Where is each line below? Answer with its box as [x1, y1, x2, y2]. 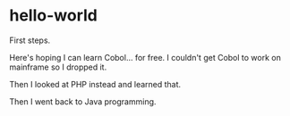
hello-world [9, 5, 98, 26]
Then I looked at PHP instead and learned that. [9, 79, 182, 89]
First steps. [9, 35, 51, 46]
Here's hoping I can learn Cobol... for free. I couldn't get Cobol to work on [9, 52, 282, 62]
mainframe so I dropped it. [9, 62, 107, 72]
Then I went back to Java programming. [9, 95, 157, 107]
